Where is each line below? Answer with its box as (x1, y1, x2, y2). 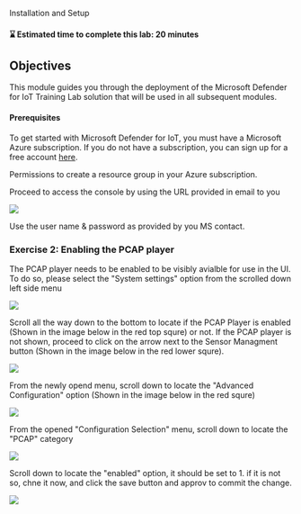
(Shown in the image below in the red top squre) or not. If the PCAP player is (9, 326, 292, 337)
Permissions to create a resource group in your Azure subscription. (9, 168, 258, 179)
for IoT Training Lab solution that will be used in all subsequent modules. (9, 92, 278, 103)
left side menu (9, 283, 63, 293)
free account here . (9, 151, 78, 162)
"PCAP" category (9, 433, 74, 444)
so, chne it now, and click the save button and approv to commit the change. (9, 477, 292, 488)
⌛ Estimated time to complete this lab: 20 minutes (9, 29, 199, 40)
